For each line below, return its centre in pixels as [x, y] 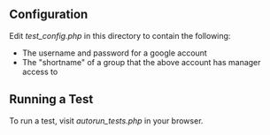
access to [40, 71]
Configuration [49, 15]
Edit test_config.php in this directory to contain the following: [120, 35]
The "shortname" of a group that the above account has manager [141, 62]
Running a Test [51, 99]
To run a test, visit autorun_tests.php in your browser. [106, 120]
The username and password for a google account [115, 53]
